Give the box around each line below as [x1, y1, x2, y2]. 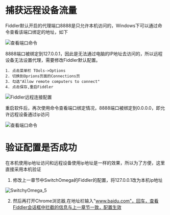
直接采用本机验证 [5, 166, 41, 172]
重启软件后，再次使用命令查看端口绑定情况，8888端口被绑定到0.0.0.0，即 [5, 105, 161, 111]
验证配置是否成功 [5, 142, 78, 154]
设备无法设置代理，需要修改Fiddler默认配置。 [5, 57, 101, 63]
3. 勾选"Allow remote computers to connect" [5, 79, 100, 84]
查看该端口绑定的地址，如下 [9, 29, 68, 35]
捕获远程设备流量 [5, 5, 78, 16]
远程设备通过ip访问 [9, 111, 50, 117]
